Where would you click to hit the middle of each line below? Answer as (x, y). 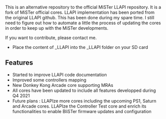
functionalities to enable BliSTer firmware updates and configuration (82, 111)
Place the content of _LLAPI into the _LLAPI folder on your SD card (80, 47)
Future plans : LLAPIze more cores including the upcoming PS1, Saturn (84, 101)
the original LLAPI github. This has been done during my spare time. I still (80, 18)
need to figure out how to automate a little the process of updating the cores (83, 23)
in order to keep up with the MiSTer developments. (57, 28)
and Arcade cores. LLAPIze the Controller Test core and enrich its (79, 106)
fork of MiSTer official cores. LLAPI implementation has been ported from (80, 12)
